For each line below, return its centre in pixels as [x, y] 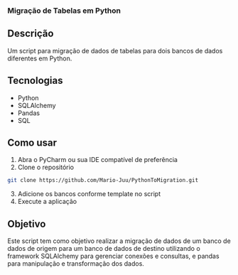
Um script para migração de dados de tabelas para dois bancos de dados [115, 50]
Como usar [32, 142]
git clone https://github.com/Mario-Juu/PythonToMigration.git [103, 180]
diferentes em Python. [40, 58]
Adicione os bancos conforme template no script [89, 194]
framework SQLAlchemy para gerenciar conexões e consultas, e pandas [113, 256]
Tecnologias [35, 81]
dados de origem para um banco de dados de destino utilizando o [104, 249]
